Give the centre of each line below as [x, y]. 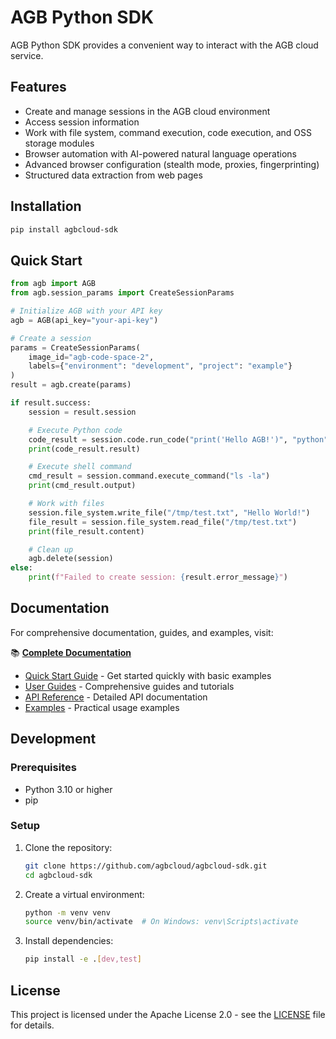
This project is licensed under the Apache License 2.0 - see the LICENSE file [168, 1014]
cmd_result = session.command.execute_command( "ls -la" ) [149, 476]
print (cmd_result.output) [82, 486]
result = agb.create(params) [71, 385]
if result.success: [51, 403]
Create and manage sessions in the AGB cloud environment [147, 111]
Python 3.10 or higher [68, 789]
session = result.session [82, 412]
